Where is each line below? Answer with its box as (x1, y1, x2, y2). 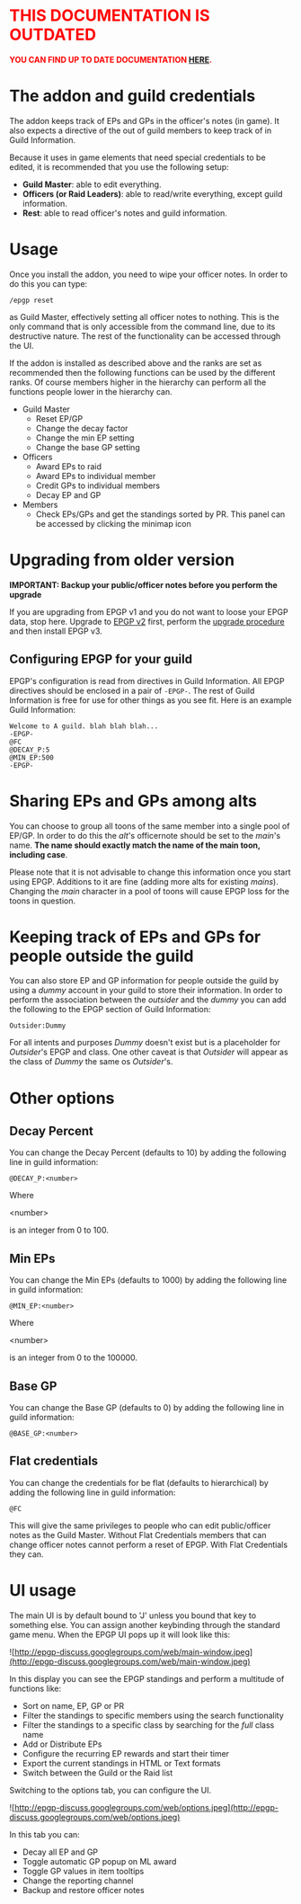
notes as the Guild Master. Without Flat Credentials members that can (9, 1529, 267, 1540)
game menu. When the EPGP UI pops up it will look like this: (9, 1629, 231, 1640)
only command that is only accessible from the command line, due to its (9, 321, 276, 332)
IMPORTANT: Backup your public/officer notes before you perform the (9, 579, 279, 590)
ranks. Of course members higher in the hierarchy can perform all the (9, 377, 267, 387)
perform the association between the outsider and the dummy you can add (9, 994, 287, 1005)
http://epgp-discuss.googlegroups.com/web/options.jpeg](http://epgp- (14, 1802, 279, 1812)
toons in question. (9, 895, 76, 906)
